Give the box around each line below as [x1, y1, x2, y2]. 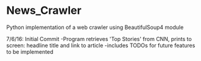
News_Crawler [6, 4, 82, 18]
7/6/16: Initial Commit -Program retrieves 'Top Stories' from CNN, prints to [6, 35, 192, 42]
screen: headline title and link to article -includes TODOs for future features [6, 42, 196, 49]
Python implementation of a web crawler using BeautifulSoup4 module [6, 24, 184, 31]
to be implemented [6, 48, 54, 55]
